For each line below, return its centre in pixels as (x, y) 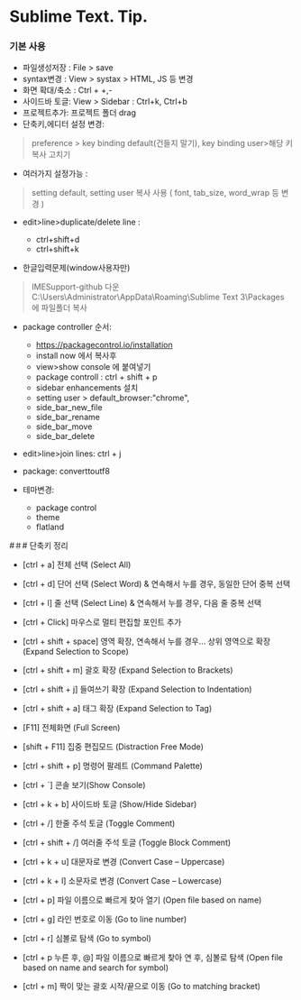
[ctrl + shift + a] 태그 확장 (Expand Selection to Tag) (117, 709)
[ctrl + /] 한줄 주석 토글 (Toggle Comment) (99, 823)
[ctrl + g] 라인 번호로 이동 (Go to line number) (105, 919)
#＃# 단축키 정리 (39, 546)
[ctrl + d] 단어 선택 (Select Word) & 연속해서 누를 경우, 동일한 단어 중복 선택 (156, 584)
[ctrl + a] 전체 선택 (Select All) (77, 564)
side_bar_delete (65, 436)
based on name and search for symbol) (96, 968)
